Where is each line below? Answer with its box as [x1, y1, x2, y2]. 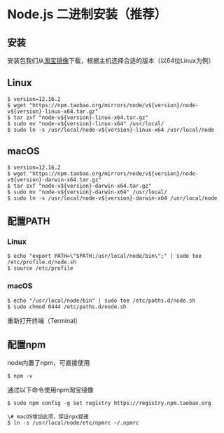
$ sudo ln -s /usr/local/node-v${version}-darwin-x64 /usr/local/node [7, 194, 218, 202]
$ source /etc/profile [7, 265, 73, 272]
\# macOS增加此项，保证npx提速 [7, 413, 89, 420]
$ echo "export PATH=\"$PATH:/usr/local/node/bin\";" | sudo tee [7, 253, 202, 260]
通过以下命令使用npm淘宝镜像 [7, 386, 94, 394]
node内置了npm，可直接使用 [7, 359, 90, 367]
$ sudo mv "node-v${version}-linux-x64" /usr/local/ [7, 120, 164, 127]
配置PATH [7, 215, 50, 228]
